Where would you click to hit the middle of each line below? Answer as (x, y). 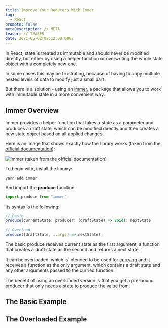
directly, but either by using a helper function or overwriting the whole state (84, 58)
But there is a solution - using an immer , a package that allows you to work (83, 89)
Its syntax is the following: (32, 207)
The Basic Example (36, 302)
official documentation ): (30, 149)
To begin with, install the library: (39, 168)
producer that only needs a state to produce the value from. (68, 286)
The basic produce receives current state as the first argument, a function (82, 244)
